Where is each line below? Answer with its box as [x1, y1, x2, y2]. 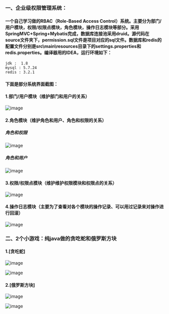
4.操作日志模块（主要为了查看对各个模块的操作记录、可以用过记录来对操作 [5, 204, 159, 210]
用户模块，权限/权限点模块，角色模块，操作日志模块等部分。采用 [5, 24, 139, 30]
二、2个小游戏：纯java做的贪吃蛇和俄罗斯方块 [5, 235, 117, 242]
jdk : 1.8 [5, 61, 28, 66]
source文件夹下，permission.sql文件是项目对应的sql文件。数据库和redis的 [5, 37, 162, 43]
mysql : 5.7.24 [5, 66, 37, 71]
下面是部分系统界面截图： [5, 81, 58, 87]
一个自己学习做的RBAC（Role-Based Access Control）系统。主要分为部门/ [5, 18, 162, 24]
